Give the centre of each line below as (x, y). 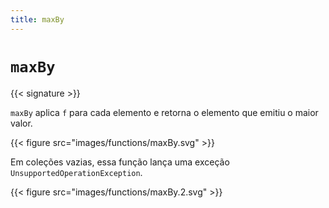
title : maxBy (37, 19)
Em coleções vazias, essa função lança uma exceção (120, 162)
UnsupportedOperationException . (76, 172)
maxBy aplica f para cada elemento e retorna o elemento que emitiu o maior (164, 112)
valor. (21, 123)
